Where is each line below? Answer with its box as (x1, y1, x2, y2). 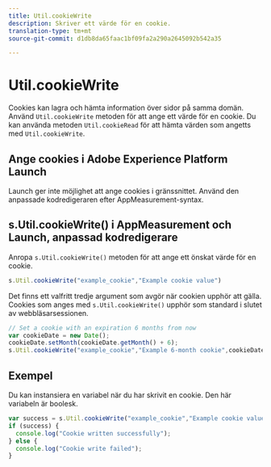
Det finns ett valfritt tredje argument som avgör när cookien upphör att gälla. (8, 291, 262, 301)
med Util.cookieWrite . (8, 128, 85, 138)
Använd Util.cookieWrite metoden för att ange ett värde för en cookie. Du (8, 111, 256, 121)
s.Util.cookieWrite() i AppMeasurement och (8, 218, 232, 232)
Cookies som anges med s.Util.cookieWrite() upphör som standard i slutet (8, 300, 262, 309)
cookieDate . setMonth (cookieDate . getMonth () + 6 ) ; (8, 339, 179, 347)
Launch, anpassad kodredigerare (8, 231, 178, 245)
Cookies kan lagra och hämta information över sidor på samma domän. (8, 103, 244, 113)
